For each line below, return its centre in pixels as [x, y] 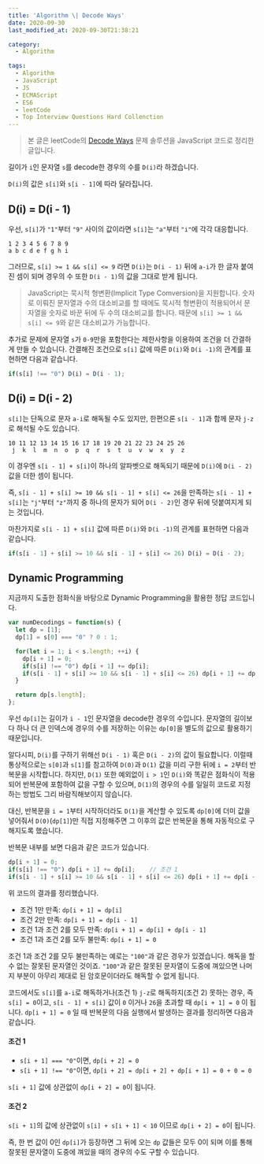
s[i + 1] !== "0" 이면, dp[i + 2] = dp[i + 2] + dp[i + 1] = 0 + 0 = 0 [136, 1070]
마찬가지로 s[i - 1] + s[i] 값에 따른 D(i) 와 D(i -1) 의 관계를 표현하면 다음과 [129, 528]
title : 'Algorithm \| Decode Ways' [67, 15]
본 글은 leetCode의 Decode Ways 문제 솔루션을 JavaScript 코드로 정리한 [141, 141]
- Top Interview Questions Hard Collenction [89, 117]
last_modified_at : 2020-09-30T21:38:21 [74, 30]
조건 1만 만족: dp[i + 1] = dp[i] [71, 910]
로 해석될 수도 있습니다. [44, 428]
